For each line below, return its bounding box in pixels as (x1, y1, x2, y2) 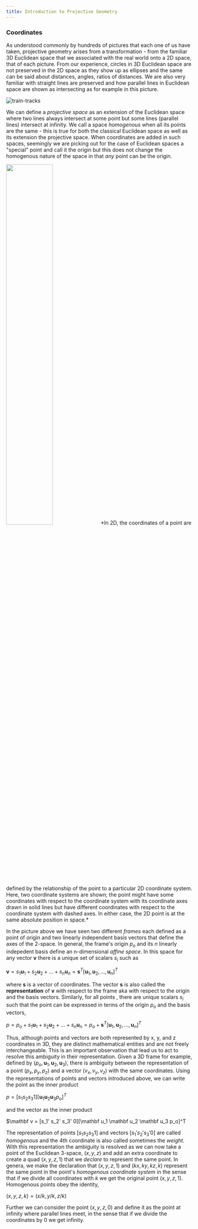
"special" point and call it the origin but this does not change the (6, 146, 163, 153)
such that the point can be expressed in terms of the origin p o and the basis (6, 1001, 190, 1010)
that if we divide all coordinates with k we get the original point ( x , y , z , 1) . (6, 1175, 183, 1182)
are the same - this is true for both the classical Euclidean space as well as (6, 127, 188, 134)
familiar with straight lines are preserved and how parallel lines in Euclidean (6, 79, 190, 86)
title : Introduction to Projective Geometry (6, 8, 118, 15)
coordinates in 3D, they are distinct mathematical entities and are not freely (6, 1040, 189, 1047)
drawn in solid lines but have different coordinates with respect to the (6, 903, 176, 911)
